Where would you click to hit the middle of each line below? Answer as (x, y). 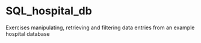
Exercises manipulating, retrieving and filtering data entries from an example (100, 27)
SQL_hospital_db (49, 11)
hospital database (28, 33)
